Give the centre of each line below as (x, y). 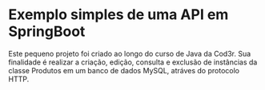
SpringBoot (47, 31)
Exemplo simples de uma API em (118, 15)
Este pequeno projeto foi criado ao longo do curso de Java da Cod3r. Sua (130, 53)
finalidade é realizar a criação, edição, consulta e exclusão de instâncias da (133, 62)
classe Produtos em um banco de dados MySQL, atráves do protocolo (124, 70)
